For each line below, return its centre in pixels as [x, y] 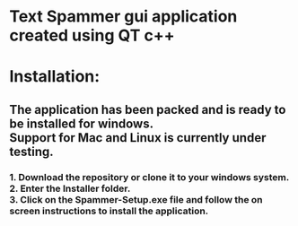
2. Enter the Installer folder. [70, 188]
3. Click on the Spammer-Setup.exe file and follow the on [136, 199]
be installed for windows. [82, 123]
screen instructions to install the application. [109, 211]
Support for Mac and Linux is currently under [138, 138]
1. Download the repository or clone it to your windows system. [149, 177]
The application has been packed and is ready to [148, 109]
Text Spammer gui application [123, 17]
